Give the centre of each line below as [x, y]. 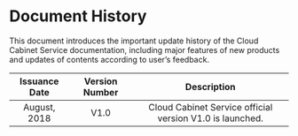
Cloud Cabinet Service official [211, 107]
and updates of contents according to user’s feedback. [110, 59]
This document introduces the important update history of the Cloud [134, 41]
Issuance [39, 81]
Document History [78, 16]
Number [101, 92]
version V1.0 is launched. [211, 118]
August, [39, 107]
